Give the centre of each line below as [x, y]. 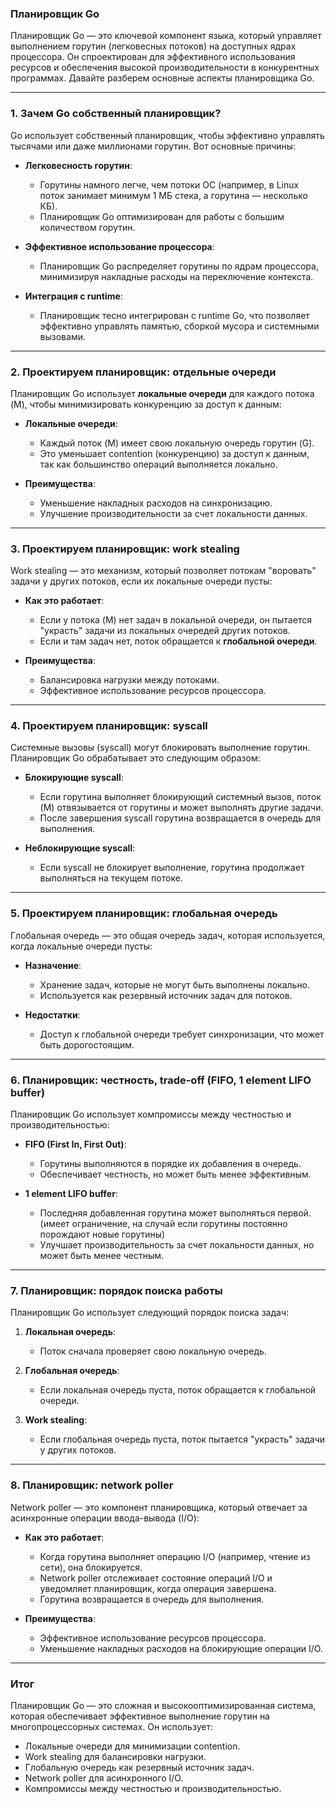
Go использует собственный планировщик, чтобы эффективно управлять [167, 135]
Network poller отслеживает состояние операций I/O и [156, 1578]
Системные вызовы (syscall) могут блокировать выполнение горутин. [160, 748]
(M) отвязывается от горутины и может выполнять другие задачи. [181, 808]
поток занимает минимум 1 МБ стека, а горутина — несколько [173, 195]
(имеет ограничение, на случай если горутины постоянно [163, 1224]
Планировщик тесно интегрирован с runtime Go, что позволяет [174, 315]
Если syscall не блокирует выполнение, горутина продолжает [172, 868]
